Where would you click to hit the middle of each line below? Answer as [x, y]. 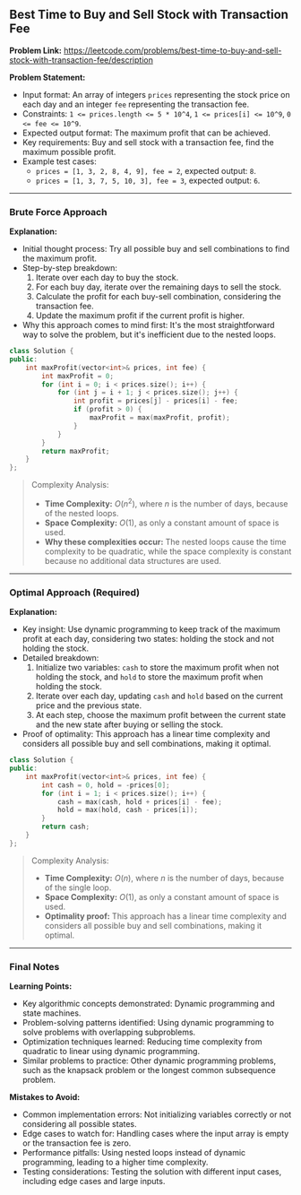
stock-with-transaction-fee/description [82, 60]
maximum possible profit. [69, 152]
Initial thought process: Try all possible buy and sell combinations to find [156, 249]
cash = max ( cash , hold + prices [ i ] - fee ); [139, 801]
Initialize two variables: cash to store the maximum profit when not [157, 668]
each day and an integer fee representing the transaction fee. [136, 104]
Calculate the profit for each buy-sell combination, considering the [158, 297]
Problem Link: [36, 50]
